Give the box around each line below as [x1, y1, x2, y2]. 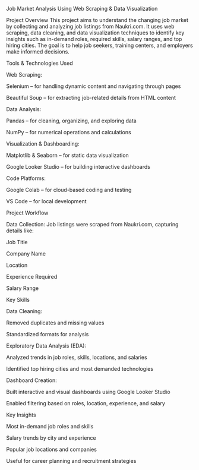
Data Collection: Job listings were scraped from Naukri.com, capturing [6, 221, 179, 228]
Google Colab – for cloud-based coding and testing [6, 187, 132, 193]
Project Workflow [6, 209, 49, 216]
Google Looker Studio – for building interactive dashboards [6, 163, 150, 170]
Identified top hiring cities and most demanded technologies [6, 365, 153, 372]
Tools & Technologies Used [6, 59, 73, 67]
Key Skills [6, 296, 30, 303]
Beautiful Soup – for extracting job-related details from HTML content [6, 94, 176, 101]
